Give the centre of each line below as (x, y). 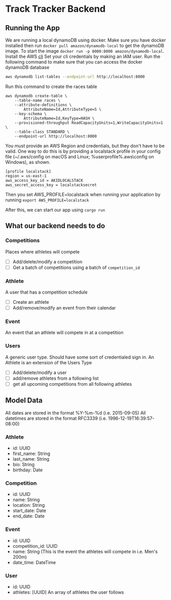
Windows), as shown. (28, 162)
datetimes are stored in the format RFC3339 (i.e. (56, 418)
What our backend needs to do (55, 226)
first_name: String (31, 453)
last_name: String (31, 459)
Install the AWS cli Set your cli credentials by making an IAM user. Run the (83, 56)
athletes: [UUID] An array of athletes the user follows (68, 592)
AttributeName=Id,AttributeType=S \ (63, 109)
